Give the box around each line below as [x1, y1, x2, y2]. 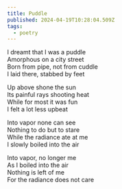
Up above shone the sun [7, 83, 77, 91]
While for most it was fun [7, 98, 78, 107]
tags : [7, 23, 23, 30]
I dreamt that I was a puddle [7, 48, 86, 56]
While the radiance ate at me [7, 133, 88, 142]
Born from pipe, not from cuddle [7, 63, 98, 71]
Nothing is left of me [7, 168, 65, 177]
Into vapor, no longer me [7, 154, 77, 162]
